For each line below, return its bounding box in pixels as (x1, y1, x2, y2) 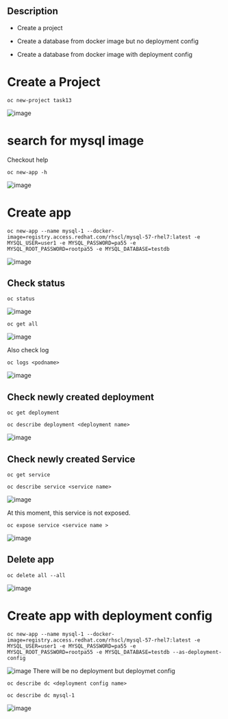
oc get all (7, 321, 38, 328)
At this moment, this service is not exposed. (7, 509, 131, 517)
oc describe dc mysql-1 (7, 692, 75, 698)
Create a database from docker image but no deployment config (16, 37, 199, 45)
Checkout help (7, 156, 49, 164)
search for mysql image (7, 133, 144, 148)
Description (7, 5, 58, 17)
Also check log (7, 346, 49, 354)
